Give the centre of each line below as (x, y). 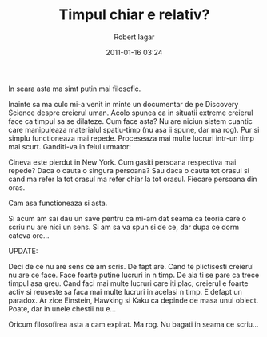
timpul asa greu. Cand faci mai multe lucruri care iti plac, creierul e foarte (128, 283)
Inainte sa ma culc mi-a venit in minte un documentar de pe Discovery (124, 104)
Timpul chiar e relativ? (134, 15)
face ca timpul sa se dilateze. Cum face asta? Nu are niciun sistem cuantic (131, 121)
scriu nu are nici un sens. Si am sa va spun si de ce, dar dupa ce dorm (124, 227)
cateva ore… (29, 235)
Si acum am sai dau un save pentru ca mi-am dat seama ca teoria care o (127, 218)
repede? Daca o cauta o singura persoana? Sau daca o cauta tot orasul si (129, 170)
